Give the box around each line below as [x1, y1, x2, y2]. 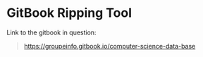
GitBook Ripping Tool [6, 5, 132, 21]
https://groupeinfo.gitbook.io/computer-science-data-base [23, 42, 196, 50]
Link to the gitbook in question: [6, 28, 97, 37]
